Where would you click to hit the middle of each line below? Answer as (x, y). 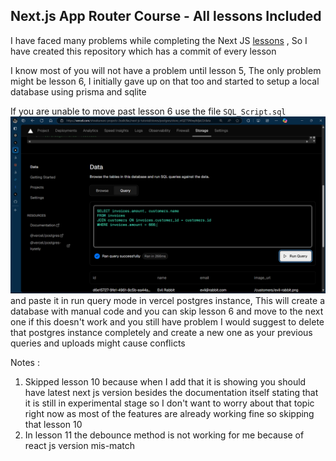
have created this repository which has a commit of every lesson (143, 51)
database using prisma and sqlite (78, 91)
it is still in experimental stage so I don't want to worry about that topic (169, 403)
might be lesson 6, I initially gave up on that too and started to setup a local (165, 81)
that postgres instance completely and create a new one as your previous (161, 333)
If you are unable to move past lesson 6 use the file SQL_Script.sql (148, 111)
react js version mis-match (79, 446)
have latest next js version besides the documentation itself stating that (171, 393)
